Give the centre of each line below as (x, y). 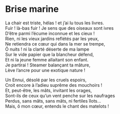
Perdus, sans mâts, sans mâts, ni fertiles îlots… (53, 101)
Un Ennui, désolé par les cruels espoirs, (46, 80)
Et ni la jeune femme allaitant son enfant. (47, 59)
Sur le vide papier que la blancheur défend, (50, 54)
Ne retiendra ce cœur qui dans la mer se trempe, (55, 44)
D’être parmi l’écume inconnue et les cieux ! (50, 33)
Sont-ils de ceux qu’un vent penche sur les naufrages (60, 96)
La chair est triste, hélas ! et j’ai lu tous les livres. (55, 23)
